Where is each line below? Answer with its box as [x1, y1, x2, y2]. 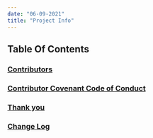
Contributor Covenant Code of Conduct [7, 83, 147, 93]
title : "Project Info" [7, 17, 74, 24]
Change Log [7, 121, 50, 131]
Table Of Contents [7, 43, 90, 55]
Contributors [7, 64, 53, 74]
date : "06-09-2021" [7, 10, 65, 18]
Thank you [7, 102, 45, 112]
